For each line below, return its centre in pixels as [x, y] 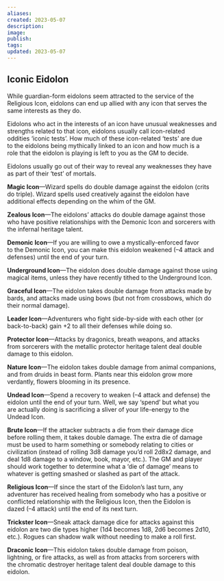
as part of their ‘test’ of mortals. [52, 173]
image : [16, 33]
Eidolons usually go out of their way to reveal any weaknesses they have [110, 166]
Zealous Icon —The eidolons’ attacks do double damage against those [106, 214]
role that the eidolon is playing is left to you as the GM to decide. [98, 153]
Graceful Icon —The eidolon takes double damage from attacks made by [110, 290]
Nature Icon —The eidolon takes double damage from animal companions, [112, 367]
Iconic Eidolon [38, 79]
